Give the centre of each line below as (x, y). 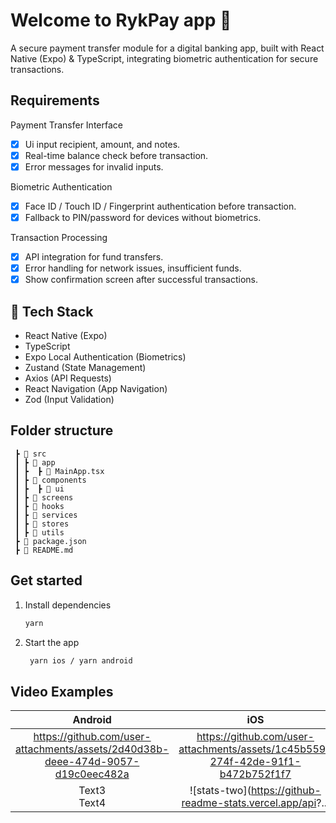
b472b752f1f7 (255, 774)
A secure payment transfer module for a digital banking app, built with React (167, 48)
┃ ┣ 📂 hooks (39, 506)
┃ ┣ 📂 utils (39, 532)
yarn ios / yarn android (81, 660)
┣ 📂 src (30, 454)
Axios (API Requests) (68, 378)
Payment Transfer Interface (66, 125)
